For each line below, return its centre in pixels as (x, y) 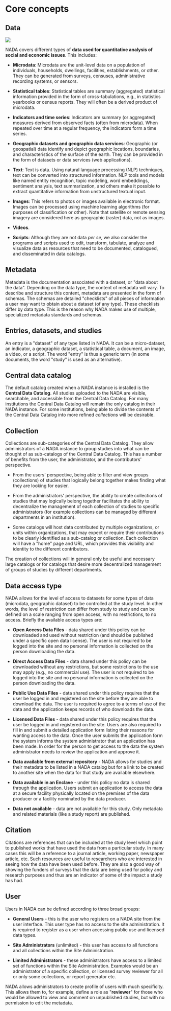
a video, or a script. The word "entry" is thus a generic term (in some (77, 354)
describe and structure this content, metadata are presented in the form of (83, 293)
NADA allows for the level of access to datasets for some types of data (79, 598)
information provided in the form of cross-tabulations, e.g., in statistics (87, 97)
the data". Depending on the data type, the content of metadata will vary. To (85, 287)
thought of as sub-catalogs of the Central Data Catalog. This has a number (84, 454)
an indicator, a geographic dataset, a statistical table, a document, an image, (85, 349)
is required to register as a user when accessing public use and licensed (88, 929)
